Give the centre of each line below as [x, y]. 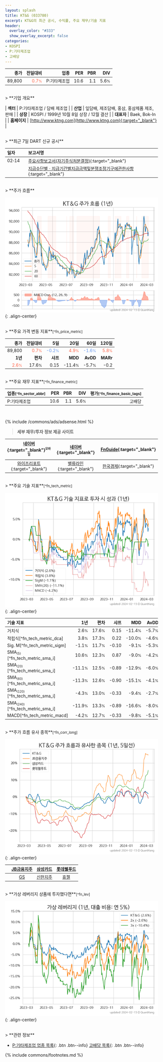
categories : [17, 41]
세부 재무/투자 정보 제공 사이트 [45, 432]
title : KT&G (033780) [27, 15]
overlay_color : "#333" [32, 31]
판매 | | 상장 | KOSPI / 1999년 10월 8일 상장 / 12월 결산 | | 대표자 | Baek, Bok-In [81, 114]
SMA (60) [15, 678]
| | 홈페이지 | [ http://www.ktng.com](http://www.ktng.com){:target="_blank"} [81, 120]
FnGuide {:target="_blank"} [128, 449]
